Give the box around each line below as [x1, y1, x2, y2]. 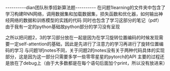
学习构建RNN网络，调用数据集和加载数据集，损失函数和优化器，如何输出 [5, 11, 159, 17]
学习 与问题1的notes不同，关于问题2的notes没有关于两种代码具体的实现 [14, 48, 165, 53]
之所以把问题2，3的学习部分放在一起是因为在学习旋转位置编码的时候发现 [5, 35, 159, 40]
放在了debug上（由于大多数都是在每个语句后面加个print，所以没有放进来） [9, 60, 168, 66]
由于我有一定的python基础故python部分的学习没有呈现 [5, 23, 120, 30]
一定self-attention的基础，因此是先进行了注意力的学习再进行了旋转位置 [9, 41, 160, 47]
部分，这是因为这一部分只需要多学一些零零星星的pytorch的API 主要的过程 [5, 54, 160, 60]
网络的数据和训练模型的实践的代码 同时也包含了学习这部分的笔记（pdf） [9, 17, 162, 23]
